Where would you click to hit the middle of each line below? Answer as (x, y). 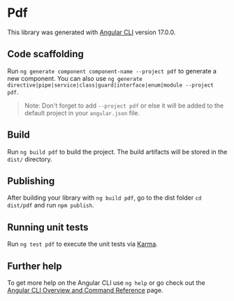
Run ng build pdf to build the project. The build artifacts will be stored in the (117, 152)
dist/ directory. (30, 159)
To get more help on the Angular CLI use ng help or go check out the (106, 283)
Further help (35, 266)
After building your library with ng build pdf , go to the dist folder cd (104, 198)
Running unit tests (48, 227)
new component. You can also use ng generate (75, 78)
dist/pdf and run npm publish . (51, 205)
